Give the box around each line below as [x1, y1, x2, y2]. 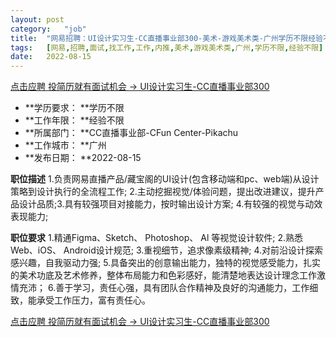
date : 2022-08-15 [10, 52, 92, 62]
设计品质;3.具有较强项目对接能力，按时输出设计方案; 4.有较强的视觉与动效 [18, 198, 323, 210]
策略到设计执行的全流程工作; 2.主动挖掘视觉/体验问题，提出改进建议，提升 [10, 186, 316, 198]
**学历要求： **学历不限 [24, 102, 125, 114]
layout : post [10, 14, 65, 25]
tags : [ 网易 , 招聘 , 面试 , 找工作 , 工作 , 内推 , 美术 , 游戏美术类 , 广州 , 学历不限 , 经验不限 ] [10, 42, 324, 53]
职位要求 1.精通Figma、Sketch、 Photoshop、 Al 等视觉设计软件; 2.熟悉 [10, 232, 303, 244]
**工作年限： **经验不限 [24, 114, 125, 126]
